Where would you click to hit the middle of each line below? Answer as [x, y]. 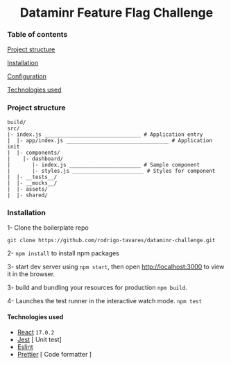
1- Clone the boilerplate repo [48, 228]
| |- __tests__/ [32, 177]
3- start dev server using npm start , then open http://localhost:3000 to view [116, 267]
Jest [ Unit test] [40, 340]
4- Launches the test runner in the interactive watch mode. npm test [105, 301]
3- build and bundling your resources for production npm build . [97, 288]
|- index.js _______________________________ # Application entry [105, 134]
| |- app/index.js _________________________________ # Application [110, 140]
